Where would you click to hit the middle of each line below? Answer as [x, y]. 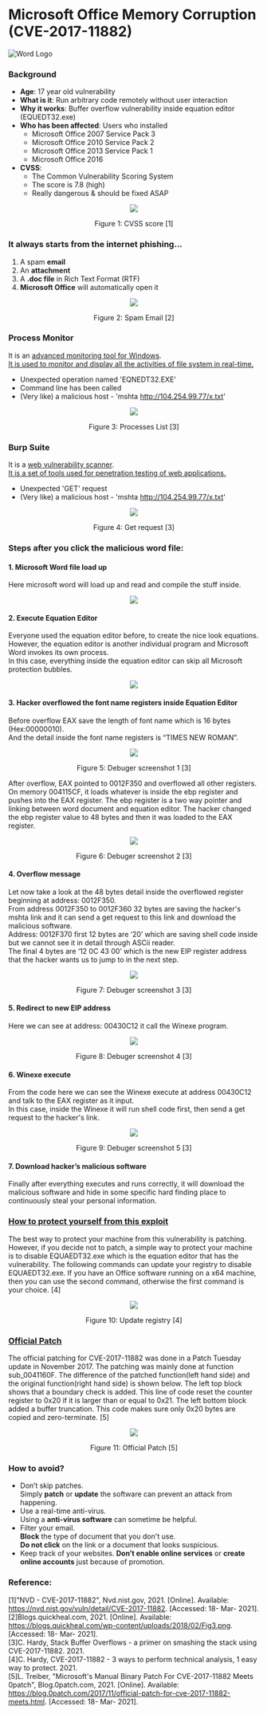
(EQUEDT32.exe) [48, 117]
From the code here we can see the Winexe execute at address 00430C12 [130, 1092]
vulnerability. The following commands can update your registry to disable [130, 1264]
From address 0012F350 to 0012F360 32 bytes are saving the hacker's [125, 908]
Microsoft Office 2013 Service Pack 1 [92, 151]
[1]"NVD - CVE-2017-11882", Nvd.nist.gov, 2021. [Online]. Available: [119, 1600]
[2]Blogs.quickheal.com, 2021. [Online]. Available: [90, 1617]
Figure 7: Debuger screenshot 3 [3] [134, 990]
